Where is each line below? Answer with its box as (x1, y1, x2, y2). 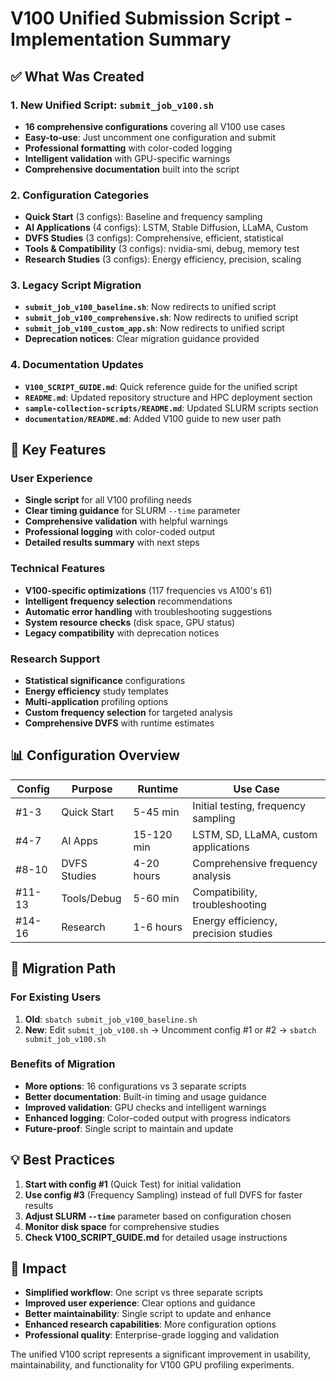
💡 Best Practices (10, 1152, 115, 1169)
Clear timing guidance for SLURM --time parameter (24, 505, 241, 517)
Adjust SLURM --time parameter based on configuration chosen (24, 1210, 292, 1222)
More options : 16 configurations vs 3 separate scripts (24, 1080, 247, 1092)
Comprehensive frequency (192, 856, 318, 870)
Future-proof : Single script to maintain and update (24, 1122, 234, 1134)
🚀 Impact (10, 1260, 67, 1277)
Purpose (71, 782, 113, 796)
